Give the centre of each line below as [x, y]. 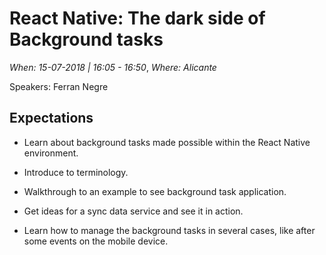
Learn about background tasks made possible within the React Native [167, 142]
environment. [51, 153]
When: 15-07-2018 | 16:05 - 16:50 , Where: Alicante [113, 67]
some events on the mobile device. [96, 241]
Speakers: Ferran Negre [59, 86]
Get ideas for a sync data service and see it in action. [133, 211]
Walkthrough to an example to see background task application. [155, 191]
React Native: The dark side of [137, 18]
